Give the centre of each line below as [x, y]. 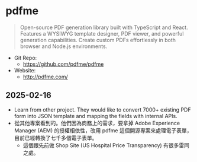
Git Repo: [25, 58]
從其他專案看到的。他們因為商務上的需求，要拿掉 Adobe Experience [97, 123]
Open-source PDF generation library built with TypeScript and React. [104, 27]
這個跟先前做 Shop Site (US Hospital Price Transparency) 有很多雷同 [106, 145]
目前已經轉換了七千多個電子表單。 [56, 138]
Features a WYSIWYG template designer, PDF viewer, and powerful [102, 33]
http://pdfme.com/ [46, 77]
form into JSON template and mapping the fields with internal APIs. [96, 116]
